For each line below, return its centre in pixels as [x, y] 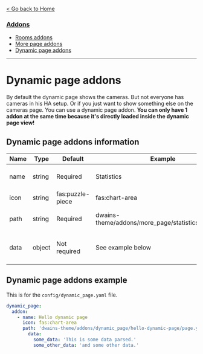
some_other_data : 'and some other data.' [86, 345]
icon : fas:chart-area [50, 323]
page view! [21, 123]
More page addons [39, 44]
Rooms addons [34, 37]
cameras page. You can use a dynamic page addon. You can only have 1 [97, 110]
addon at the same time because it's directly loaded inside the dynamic [98, 117]
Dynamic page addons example [67, 280]
